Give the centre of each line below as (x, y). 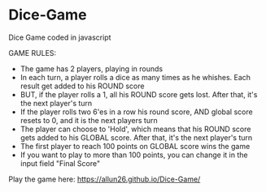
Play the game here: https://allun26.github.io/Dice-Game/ (105, 179)
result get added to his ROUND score (82, 86)
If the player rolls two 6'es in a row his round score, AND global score (137, 112)
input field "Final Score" (60, 163)
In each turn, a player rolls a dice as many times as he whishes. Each (135, 77)
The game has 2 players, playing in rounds (92, 68)
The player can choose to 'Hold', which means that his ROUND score (135, 129)
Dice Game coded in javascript (60, 37)
